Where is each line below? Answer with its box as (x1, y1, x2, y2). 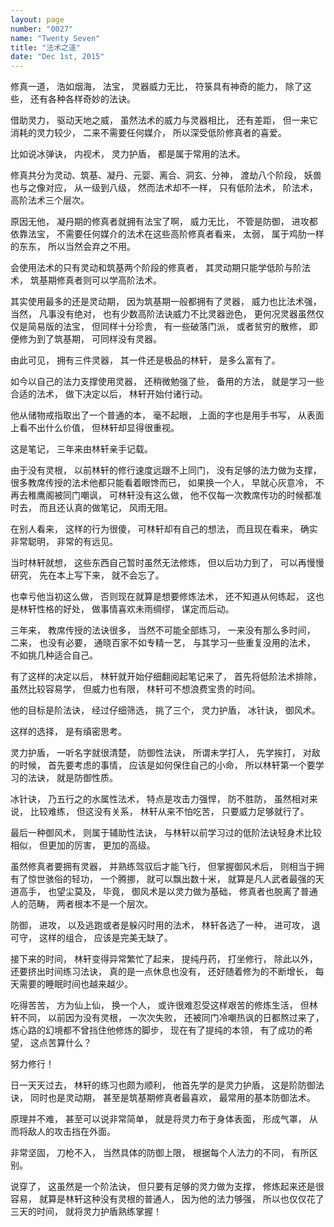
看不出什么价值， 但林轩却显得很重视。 (18, 422, 180, 434)
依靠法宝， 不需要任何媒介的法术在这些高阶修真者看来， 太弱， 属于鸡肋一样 (10, 228, 325, 240)
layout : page (10, 14, 65, 25)
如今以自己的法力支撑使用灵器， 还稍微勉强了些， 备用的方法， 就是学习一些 (10, 376, 325, 388)
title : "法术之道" (10, 42, 82, 53)
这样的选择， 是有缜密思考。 (10, 726, 127, 738)
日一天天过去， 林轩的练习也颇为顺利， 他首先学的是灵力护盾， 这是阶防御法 (10, 1079, 325, 1091)
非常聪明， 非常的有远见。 (10, 536, 118, 548)
